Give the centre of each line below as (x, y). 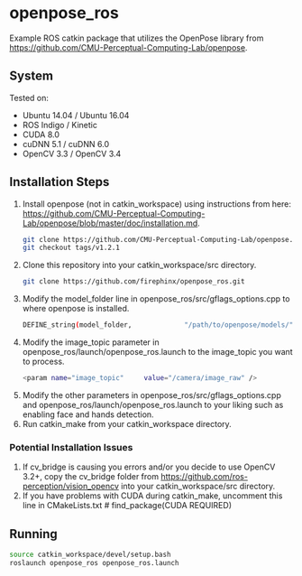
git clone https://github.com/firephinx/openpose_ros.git (133, 282)
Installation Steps (59, 182)
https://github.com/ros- (204, 477)
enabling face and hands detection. (88, 414)
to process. (43, 362)
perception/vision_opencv (71, 487)
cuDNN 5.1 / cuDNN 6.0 (66, 144)
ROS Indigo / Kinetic (59, 125)
